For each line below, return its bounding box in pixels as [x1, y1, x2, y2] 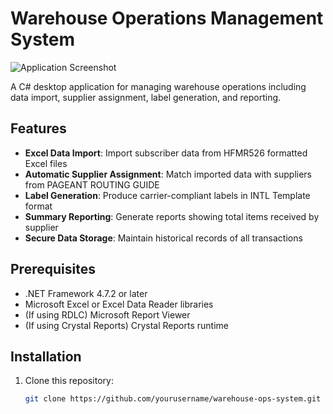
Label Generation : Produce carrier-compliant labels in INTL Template [24, 189, 311, 201]
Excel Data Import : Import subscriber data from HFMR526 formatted [24, 147, 308, 159]
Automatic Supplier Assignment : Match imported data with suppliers [24, 168, 312, 180]
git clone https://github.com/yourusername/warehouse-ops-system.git [24, 394, 322, 404]
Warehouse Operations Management [10, 7, 324, 30]
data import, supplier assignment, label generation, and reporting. [10, 91, 282, 103]
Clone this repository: [24, 375, 114, 387]
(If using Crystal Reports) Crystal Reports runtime [24, 319, 229, 331]
